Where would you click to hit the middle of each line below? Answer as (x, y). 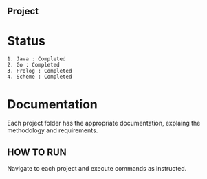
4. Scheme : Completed (40, 77)
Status (26, 41)
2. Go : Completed (33, 65)
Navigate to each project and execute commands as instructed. (97, 169)
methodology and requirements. (53, 130)
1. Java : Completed (37, 59)
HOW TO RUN (37, 152)
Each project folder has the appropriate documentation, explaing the (104, 123)
